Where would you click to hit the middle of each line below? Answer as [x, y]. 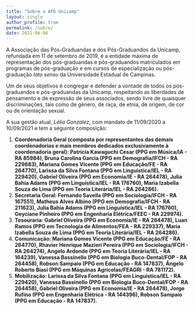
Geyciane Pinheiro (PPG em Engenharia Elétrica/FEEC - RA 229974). [99, 214]
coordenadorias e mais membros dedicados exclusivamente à [91, 146]
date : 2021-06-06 [27, 33]
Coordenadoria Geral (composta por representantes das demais [94, 140]
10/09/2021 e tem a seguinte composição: [56, 128]
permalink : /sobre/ [30, 28]
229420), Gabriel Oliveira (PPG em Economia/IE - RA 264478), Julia [98, 177]
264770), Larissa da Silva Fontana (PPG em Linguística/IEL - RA [93, 170]
